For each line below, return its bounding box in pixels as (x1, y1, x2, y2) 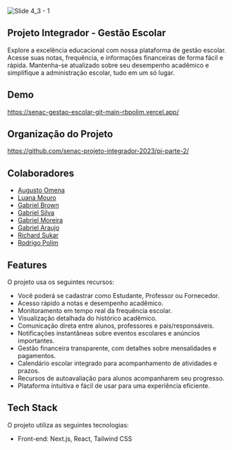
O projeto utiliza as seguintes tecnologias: (7, 420, 129, 429)
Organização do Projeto (7, 128, 114, 141)
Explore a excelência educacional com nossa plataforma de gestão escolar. (7, 46, 227, 54)
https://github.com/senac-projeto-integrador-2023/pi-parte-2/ (7, 147, 189, 155)
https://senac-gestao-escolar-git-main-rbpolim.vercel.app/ (7, 107, 179, 116)
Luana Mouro (17, 194, 56, 202)
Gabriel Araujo (17, 223, 60, 232)
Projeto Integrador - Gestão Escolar (7, 27, 166, 39)
